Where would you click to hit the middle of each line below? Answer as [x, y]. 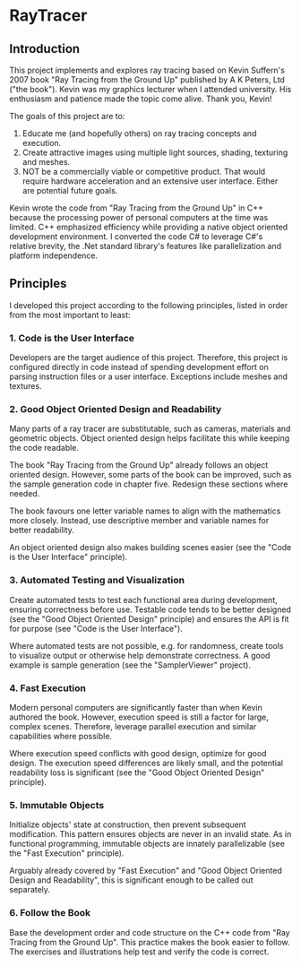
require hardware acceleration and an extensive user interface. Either [150, 181]
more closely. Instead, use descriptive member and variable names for [139, 521]
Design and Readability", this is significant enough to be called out [131, 880]
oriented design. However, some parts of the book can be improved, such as [150, 475]
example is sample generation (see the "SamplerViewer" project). [130, 665]
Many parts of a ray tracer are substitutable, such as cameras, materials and [150, 429]
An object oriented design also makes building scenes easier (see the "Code [150, 548]
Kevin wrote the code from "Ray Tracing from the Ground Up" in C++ [137, 208]
